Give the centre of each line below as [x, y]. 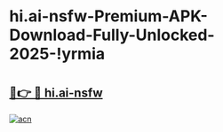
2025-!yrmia [57, 54]
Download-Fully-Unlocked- [112, 35]
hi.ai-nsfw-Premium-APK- [108, 16]
